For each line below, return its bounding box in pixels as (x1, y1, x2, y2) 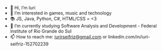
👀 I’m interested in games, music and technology (10, 10, 112, 16)
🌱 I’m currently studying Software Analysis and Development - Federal (10, 23, 157, 28)
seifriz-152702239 (10, 41, 49, 47)
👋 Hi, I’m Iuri (10, 5, 35, 10)
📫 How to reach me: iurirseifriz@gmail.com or (10, 34, 107, 39)
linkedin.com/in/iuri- (108, 34, 150, 39)
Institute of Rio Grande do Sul (10, 28, 72, 34)
